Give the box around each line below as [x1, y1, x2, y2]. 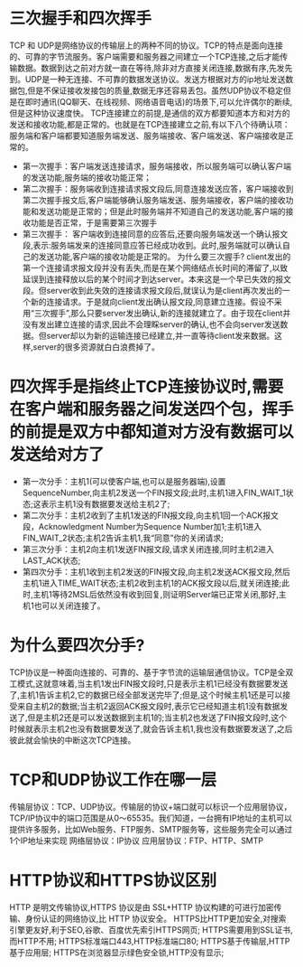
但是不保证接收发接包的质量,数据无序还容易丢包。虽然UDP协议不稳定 [27, 85, 284, 96]
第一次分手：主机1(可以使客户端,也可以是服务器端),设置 [22, 475, 226, 486]
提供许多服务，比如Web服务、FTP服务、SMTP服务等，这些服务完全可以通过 [9, 823, 293, 834]
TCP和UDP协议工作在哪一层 [9, 770, 217, 790]
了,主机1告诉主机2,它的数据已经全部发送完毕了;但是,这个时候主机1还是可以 [9, 689, 283, 700]
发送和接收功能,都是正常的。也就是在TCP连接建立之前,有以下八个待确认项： [9, 118, 290, 129]
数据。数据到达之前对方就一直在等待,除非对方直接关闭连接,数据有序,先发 [16, 62, 286, 73]
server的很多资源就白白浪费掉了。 [32, 341, 160, 352]
